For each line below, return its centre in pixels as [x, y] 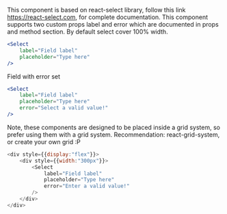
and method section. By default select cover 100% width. [88, 31]
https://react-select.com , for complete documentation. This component [108, 17]
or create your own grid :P [44, 142]
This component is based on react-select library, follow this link [96, 10]
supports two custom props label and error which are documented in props [113, 24]
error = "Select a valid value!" [64, 108]
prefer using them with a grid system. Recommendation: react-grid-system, [113, 134]
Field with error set [34, 76]
